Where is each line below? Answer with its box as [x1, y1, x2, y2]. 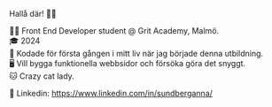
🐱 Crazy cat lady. [9, 71, 75, 81]
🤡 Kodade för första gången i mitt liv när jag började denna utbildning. [9, 49, 264, 58]
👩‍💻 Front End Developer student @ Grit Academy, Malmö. [9, 26, 220, 35]
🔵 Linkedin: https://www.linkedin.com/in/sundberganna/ [9, 88, 213, 98]
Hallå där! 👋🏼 [9, 9, 57, 19]
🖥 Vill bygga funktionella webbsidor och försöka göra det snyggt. [9, 58, 246, 68]
